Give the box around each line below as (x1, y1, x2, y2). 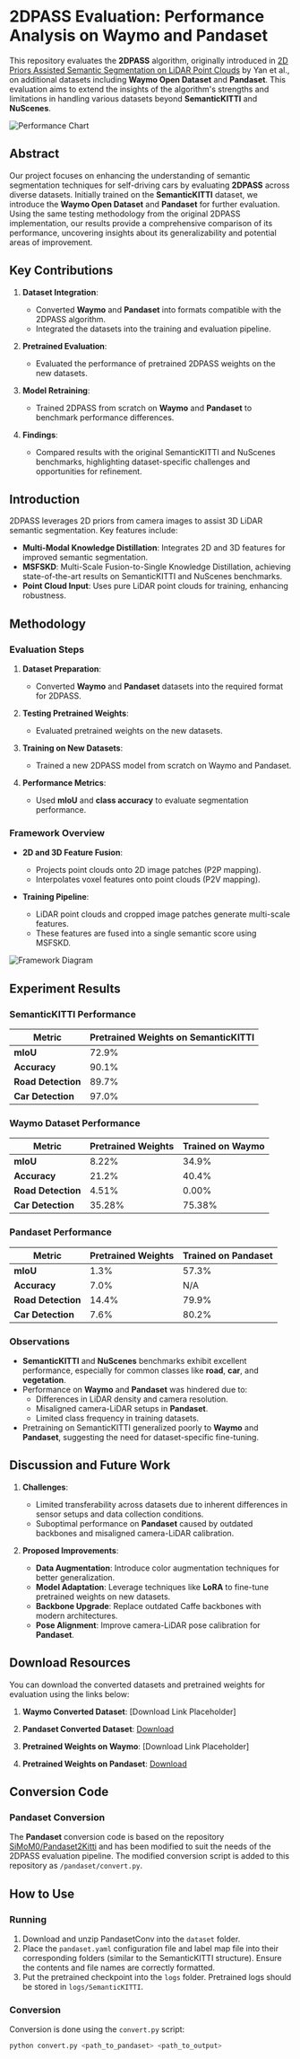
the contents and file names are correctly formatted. (21, 1962, 216, 1973)
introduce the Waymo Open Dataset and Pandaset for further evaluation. (9, 198, 280, 209)
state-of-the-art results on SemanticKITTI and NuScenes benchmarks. (21, 571, 283, 582)
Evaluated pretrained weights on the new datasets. (35, 726, 224, 736)
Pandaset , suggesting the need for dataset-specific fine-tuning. (21, 1431, 260, 1442)
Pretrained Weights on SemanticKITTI (89, 1031, 255, 1043)
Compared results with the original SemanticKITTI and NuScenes (35, 446, 276, 457)
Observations (9, 1335, 70, 1348)
